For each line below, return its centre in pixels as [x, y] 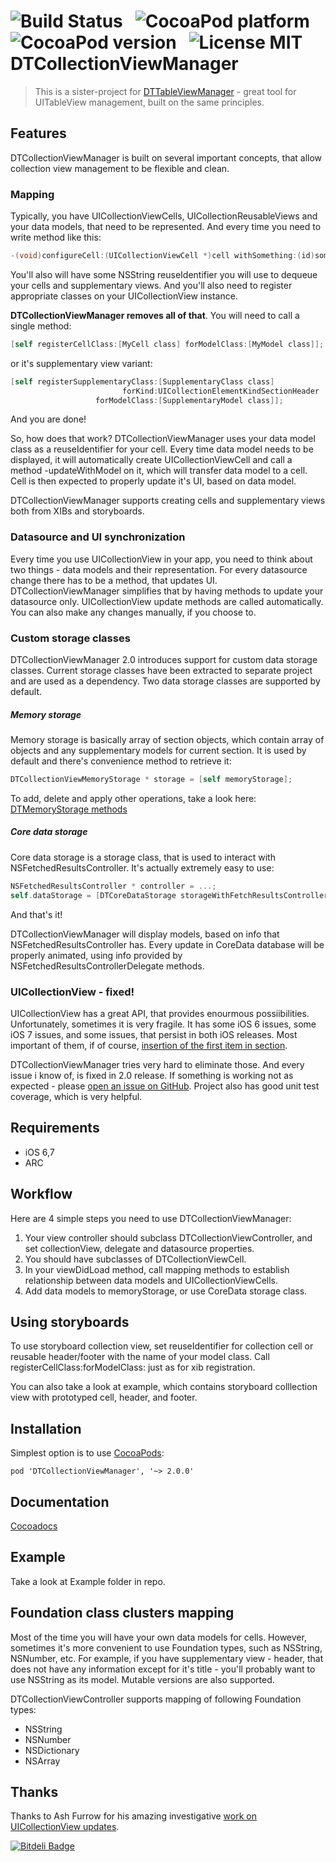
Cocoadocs [34, 1526]
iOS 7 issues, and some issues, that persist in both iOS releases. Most [154, 1034]
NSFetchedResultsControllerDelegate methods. [107, 966]
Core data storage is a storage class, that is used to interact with [143, 857]
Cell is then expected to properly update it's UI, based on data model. [153, 481]
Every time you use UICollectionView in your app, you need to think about [161, 559]
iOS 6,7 [39, 1152]
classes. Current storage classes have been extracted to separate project [161, 671]
